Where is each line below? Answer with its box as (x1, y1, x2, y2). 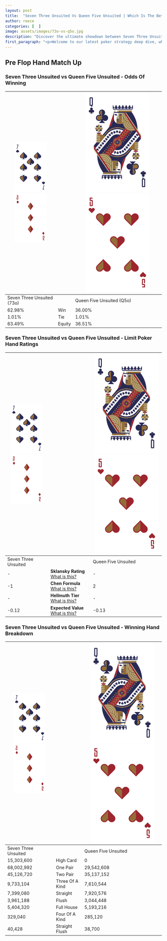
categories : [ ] (5, 24, 41, 29)
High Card (56, 858, 77, 863)
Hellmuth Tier (50, 593, 80, 599)
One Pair (56, 864, 74, 870)
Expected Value (50, 605, 84, 611)
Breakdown (5, 630, 33, 637)
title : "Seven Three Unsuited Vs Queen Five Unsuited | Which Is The (5, 13, 155, 18)
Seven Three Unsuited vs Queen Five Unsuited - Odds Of (5, 74, 145, 80)
